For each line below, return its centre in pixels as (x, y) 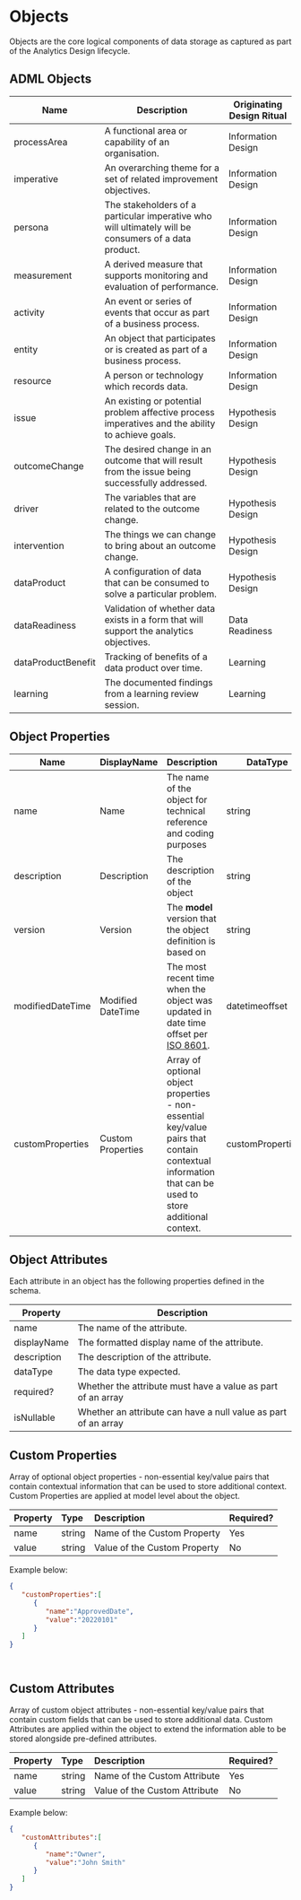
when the (186, 989)
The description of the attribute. (145, 1357)
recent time (191, 978)
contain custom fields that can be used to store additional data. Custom (141, 1719)
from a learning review (152, 693)
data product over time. (154, 667)
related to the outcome (152, 509)
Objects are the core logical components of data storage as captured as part (150, 41)
